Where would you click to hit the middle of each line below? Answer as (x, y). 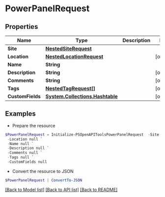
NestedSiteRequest (69, 49)
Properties (22, 27)
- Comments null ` (25, 153)
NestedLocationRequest (74, 57)
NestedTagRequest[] (70, 88)
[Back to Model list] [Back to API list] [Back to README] (61, 190)
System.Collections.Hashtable (82, 96)
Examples (20, 114)
